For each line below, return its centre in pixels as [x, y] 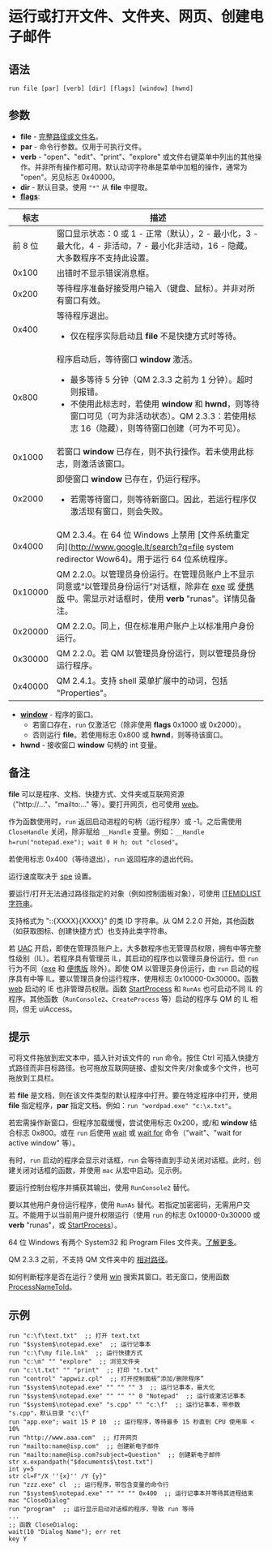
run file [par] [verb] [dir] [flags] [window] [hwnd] [101, 88]
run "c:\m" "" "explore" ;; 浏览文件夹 [74, 1362]
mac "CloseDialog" [39, 1501]
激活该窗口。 [105, 463]
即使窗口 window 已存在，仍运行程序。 [131, 479]
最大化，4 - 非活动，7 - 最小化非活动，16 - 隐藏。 [154, 246]
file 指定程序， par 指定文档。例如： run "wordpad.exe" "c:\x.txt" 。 [122, 1106]
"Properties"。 [84, 693]
